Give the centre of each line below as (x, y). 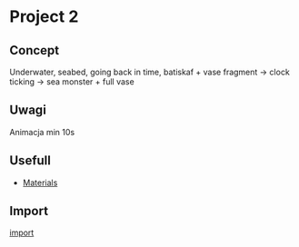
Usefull (30, 161)
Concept (35, 50)
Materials (40, 183)
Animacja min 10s (42, 132)
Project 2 (44, 17)
